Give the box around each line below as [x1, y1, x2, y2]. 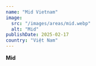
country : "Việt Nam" [6, 37, 59, 43]
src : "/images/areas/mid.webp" [11, 20, 91, 26]
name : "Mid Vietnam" [6, 9, 59, 15]
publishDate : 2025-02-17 [6, 32, 69, 38]
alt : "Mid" [11, 26, 39, 32]
